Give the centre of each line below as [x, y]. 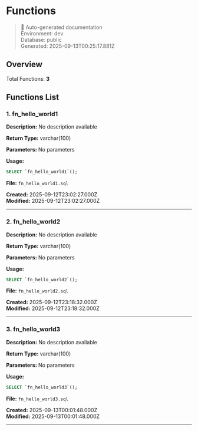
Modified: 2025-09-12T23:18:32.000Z [53, 308]
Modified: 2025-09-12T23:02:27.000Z [53, 201]
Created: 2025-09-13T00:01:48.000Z [52, 410]
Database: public [41, 40]
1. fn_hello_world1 [32, 114]
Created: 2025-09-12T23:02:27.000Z [52, 195]
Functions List [33, 98]
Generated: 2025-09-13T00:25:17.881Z [67, 46]
